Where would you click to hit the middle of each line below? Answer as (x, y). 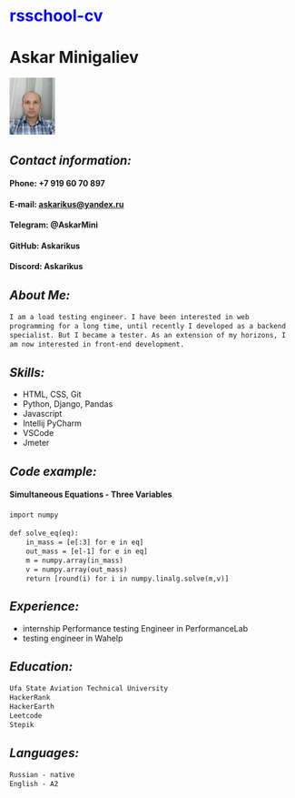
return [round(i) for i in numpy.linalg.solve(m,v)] (128, 579)
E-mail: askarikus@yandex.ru (67, 204)
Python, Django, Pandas (68, 404)
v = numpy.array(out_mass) (77, 570)
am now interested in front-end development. (97, 345)
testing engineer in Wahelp (73, 638)
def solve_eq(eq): (44, 533)
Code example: (53, 471)
